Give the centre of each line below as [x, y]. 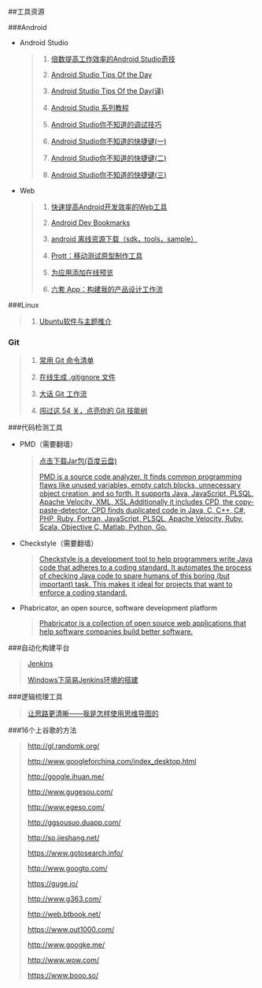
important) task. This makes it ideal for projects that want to [136, 584]
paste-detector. [65, 511]
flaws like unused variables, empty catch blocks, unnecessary [140, 485]
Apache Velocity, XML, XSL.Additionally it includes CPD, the [136, 502]
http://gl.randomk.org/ [63, 746]
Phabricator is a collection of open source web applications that [142, 623]
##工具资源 [26, 11]
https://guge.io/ [53, 884]
